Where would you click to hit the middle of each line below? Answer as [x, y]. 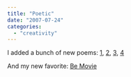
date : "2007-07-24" [36, 20]
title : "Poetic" [31, 14]
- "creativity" [36, 33]
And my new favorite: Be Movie [52, 66]
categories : [24, 26]
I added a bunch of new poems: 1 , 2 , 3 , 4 [65, 53]
